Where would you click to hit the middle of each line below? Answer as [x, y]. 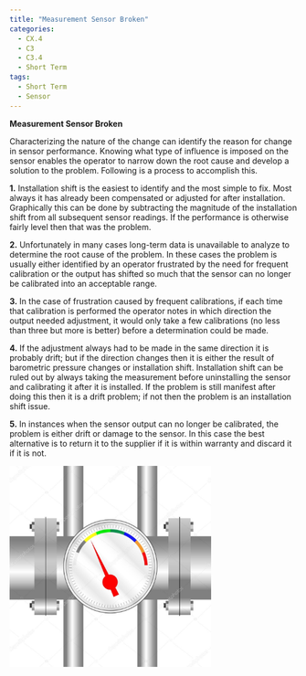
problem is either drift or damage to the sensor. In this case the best [137, 433]
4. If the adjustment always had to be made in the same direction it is [139, 348]
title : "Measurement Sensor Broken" [79, 19]
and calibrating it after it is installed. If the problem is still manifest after [142, 386]
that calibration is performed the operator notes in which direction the [141, 311]
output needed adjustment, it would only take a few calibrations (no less [145, 321]
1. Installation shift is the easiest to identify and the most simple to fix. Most [151, 188]
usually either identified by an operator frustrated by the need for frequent [149, 264]
